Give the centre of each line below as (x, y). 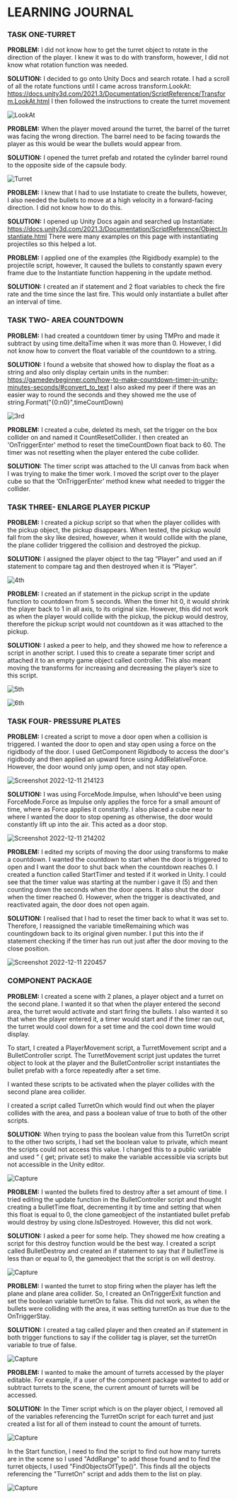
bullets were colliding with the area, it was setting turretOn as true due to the (119, 1308)
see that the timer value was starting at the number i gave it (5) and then (112, 882)
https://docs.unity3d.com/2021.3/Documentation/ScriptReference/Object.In (117, 229)
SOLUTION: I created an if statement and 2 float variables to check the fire (116, 287)
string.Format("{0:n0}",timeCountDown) (65, 402)
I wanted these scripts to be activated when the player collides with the (111, 1084)
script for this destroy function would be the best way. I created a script (111, 1243)
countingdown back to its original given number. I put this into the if (105, 934)
